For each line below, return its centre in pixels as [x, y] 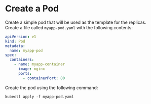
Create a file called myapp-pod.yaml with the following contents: [69, 27]
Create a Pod [32, 9]
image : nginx [32, 69]
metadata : [15, 46]
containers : [22, 60]
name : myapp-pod [26, 51]
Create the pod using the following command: [52, 88]
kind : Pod [15, 41]
